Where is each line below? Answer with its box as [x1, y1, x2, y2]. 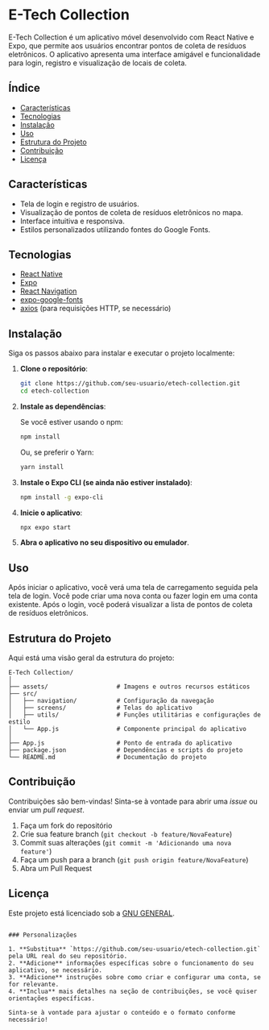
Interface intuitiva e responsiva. [19, 216, 125, 226]
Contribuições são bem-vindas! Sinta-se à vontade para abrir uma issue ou [8, 796, 258, 806]
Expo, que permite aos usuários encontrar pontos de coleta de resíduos [8, 40, 247, 50]
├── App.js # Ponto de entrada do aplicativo [8, 739, 232, 747]
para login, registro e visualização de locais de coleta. [8, 58, 188, 68]
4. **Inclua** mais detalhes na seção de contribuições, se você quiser [8, 987, 258, 995]
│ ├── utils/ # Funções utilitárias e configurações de [8, 711, 262, 719]
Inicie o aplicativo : [19, 508, 83, 517]
